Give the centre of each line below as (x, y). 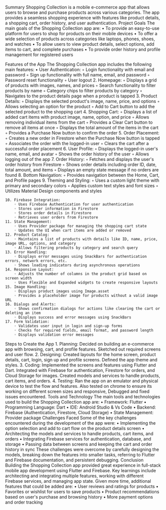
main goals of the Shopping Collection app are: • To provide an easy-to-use (82, 28)
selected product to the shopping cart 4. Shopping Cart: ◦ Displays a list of (81, 112)
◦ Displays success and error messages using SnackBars (73, 317)
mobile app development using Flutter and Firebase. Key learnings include (81, 471)
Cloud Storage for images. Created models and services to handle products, (83, 375)
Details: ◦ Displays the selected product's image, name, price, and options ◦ (83, 101)
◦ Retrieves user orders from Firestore (56, 218)
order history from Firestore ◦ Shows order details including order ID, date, (81, 164)
